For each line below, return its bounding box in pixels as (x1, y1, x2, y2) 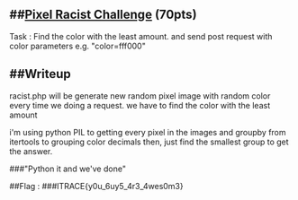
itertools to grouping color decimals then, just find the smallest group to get (9, 136, 290, 147)
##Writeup (9, 66, 71, 82)
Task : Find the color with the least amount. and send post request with (9, 30, 273, 41)
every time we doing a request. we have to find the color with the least (9, 100, 271, 110)
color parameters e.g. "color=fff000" (9, 40, 146, 51)
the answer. (9, 145, 53, 156)
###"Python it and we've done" (9, 163, 126, 174)
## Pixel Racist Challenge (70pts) (9, 7, 197, 22)
